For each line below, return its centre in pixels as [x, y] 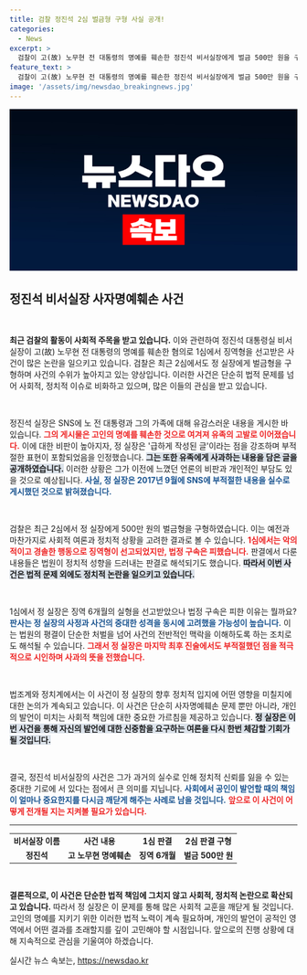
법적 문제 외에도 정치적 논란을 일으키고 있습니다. [111, 575]
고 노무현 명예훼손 [100, 855]
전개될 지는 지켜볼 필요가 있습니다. [87, 811]
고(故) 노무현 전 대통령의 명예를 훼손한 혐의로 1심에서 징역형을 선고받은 [159, 352]
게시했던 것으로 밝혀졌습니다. [61, 492]
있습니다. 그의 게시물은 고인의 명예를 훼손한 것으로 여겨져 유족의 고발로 [133, 435]
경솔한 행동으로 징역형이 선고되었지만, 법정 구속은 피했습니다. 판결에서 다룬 [165, 552]
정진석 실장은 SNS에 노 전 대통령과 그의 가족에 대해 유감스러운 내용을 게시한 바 [149, 423]
